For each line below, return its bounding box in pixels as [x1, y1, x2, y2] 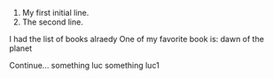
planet [9, 43, 33, 54]
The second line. [21, 17, 84, 27]
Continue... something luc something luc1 [9, 61, 160, 70]
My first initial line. [21, 8, 90, 18]
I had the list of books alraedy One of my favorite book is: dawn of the [9, 34, 264, 44]
